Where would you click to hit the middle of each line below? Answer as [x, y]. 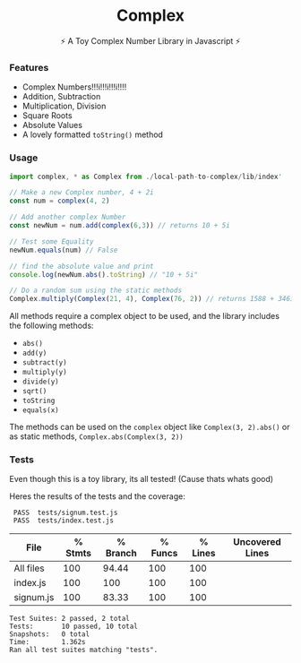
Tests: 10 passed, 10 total [74, 627]
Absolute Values [52, 125]
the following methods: [52, 326]
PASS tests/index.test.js [64, 521]
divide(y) [41, 382]
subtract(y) [44, 363]
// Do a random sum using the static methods [95, 291]
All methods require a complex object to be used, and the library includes [145, 316]
